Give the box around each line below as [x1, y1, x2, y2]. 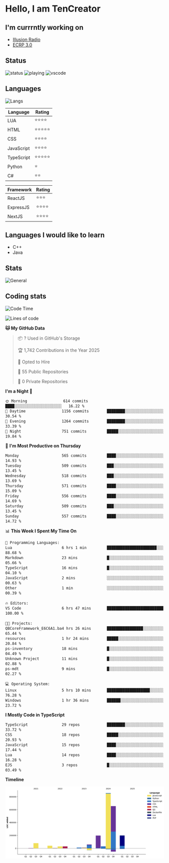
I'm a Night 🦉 [5, 388, 33, 394]
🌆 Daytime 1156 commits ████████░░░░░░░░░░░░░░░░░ [5, 408, 164, 414]
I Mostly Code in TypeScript [5, 712, 65, 718]
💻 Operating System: [5, 681, 50, 686]
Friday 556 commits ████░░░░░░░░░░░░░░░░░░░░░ [5, 493, 164, 499]
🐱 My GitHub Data [5, 325, 45, 331]
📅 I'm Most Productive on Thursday [5, 443, 81, 449]
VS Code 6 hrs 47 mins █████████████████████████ [5, 606, 164, 611]
